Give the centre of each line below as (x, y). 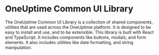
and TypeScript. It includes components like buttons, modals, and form (76, 37)
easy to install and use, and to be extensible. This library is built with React (79, 32)
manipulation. (19, 47)
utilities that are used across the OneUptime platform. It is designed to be (78, 27)
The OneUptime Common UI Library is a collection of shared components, (79, 22)
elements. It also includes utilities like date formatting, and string (69, 42)
